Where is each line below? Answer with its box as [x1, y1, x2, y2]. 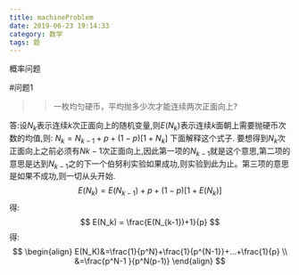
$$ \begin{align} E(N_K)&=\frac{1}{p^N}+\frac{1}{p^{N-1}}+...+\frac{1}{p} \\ [12, 247, 288, 257]
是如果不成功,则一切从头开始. [9, 171, 116, 182]
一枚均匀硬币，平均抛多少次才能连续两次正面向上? [53, 101, 238, 112]
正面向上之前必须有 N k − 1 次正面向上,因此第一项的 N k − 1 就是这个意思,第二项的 [9, 145, 291, 158]
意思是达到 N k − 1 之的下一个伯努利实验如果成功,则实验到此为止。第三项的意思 [9, 158, 290, 171]
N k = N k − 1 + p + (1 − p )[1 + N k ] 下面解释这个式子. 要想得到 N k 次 [54, 133, 286, 145]
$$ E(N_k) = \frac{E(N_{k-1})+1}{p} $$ [79, 217, 220, 228]
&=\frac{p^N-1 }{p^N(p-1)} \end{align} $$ [74, 255, 226, 267]
